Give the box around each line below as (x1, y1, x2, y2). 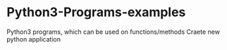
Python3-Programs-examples (6, 4, 186, 20)
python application (6, 35, 61, 43)
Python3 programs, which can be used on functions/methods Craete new (6, 27, 220, 36)
